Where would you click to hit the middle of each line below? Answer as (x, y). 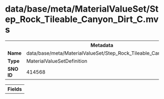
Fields (15, 89)
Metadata (102, 45)
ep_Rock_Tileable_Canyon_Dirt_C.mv (82, 19)
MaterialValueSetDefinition (57, 61)
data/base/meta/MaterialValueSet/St (82, 9)
